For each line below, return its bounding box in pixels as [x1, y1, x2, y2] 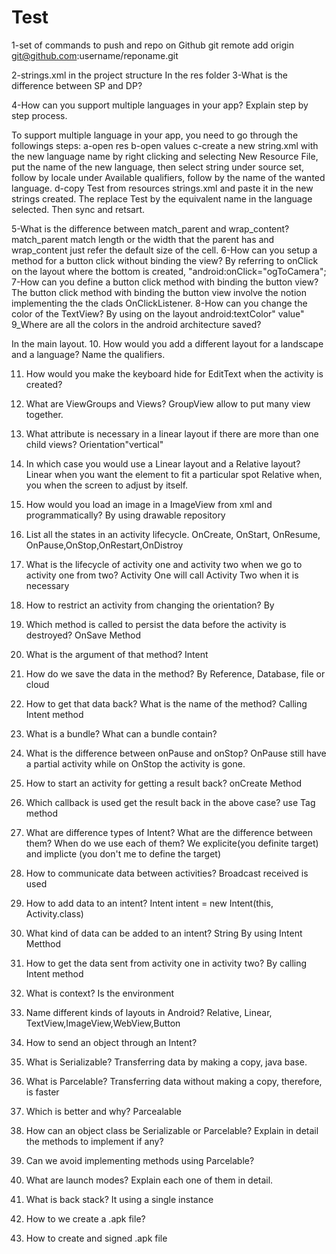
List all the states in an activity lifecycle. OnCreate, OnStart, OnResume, [25, 528, 321, 540]
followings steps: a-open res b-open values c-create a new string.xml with [11, 139, 319, 151]
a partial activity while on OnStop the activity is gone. [25, 757, 246, 770]
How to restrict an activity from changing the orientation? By [25, 599, 275, 611]
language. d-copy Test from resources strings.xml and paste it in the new [11, 182, 314, 194]
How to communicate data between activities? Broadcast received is [25, 867, 309, 879]
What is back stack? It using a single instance [25, 1193, 214, 1205]
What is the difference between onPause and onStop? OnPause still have [25, 747, 327, 759]
